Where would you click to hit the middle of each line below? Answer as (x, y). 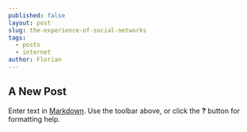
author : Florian (35, 60)
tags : (17, 38)
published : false (37, 15)
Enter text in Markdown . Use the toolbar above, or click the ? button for (124, 111)
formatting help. (34, 119)
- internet (33, 52)
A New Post (38, 92)
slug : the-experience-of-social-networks (78, 30)
